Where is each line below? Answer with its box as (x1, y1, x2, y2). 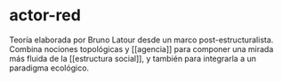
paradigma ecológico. (9, 63, 90, 73)
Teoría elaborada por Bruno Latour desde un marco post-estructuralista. (9, 34, 274, 45)
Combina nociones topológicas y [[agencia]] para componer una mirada (9, 43, 274, 54)
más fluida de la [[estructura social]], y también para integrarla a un (9, 53, 256, 63)
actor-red (9, 5, 82, 26)
